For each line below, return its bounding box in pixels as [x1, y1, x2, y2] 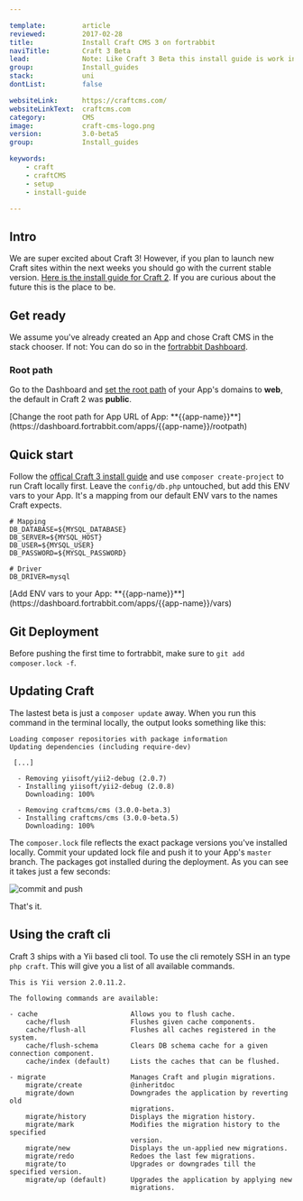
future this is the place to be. [9, 281, 116, 293]
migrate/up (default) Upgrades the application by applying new [25, 1175, 293, 1184]
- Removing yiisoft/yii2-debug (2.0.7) [17, 774, 168, 783]
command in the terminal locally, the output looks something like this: [9, 717, 267, 728]
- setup [25, 179, 54, 188]
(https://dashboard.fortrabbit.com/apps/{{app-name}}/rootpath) [9, 421, 248, 432]
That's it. [9, 901, 42, 912]
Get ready [9, 307, 66, 323]
